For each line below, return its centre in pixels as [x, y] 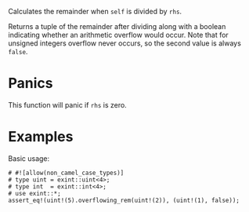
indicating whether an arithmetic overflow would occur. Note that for [118, 35]
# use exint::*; [34, 193]
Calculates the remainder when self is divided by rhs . [95, 11]
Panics [31, 84]
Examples [41, 137]
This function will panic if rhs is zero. [67, 104]
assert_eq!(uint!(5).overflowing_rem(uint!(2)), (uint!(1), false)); [124, 200]
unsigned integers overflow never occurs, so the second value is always [125, 43]
